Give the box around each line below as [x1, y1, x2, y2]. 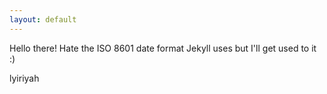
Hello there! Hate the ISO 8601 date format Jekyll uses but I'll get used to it [9, 42, 317, 54]
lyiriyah [9, 72, 40, 84]
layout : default [9, 14, 77, 25]
